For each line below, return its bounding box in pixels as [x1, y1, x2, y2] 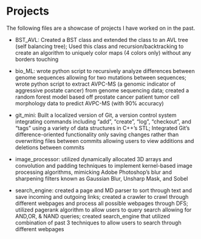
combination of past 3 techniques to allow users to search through [15, 219, 182, 226]
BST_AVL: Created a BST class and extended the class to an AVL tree [15, 36, 188, 43]
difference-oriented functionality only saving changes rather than [15, 131, 179, 138]
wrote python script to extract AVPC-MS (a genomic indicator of [15, 80, 176, 88]
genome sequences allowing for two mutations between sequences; [15, 74, 186, 81]
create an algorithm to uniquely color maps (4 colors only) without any [15, 49, 191, 56]
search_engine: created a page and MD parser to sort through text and [15, 187, 192, 194]
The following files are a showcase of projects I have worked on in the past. [6, 24, 196, 32]
